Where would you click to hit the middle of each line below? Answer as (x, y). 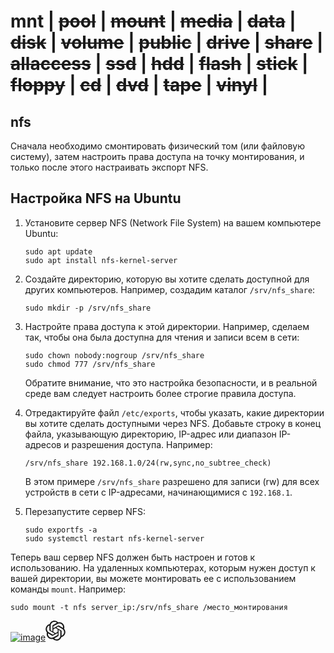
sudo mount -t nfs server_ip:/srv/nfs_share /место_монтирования (149, 607)
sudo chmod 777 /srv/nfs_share (90, 364)
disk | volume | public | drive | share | (167, 42)
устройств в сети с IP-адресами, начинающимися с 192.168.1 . (158, 492)
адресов (43, 444)
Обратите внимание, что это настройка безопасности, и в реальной (171, 382)
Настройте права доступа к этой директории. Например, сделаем (167, 326)
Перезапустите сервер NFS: (85, 511)
